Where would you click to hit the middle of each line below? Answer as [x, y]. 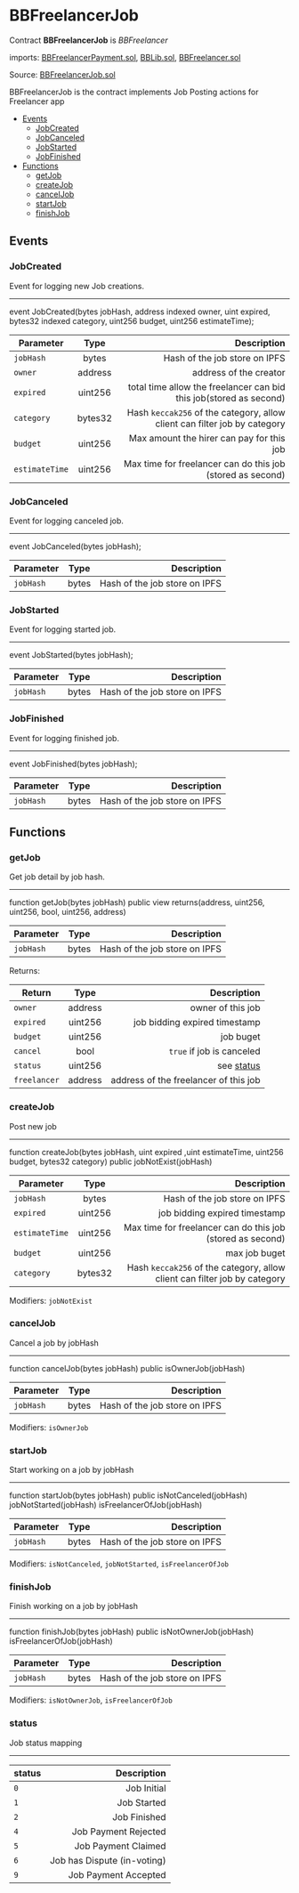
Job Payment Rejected [119, 1832]
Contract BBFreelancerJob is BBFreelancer [89, 40]
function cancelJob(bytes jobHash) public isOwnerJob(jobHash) [127, 1368]
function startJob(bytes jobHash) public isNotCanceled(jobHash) [128, 1495]
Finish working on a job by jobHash [73, 1606]
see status [238, 1066]
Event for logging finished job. [65, 738]
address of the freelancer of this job [186, 1080]
